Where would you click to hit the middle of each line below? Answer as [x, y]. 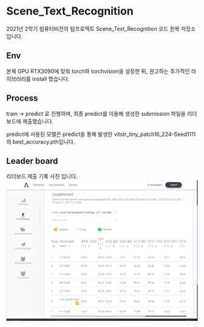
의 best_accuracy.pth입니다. [41, 141]
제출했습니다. [38, 121]
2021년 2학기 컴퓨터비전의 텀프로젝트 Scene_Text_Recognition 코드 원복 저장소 [101, 29]
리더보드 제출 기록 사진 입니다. [42, 177]
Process [22, 98]
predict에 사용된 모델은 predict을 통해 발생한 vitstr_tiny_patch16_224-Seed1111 [101, 134]
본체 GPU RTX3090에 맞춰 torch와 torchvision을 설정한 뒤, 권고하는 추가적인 [98, 71]
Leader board [32, 161]
